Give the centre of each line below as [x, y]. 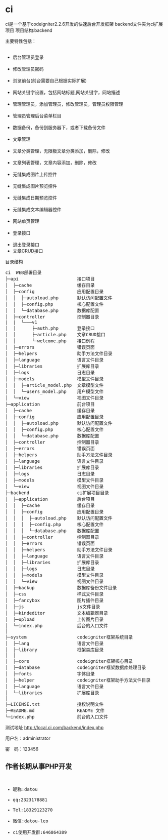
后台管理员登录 [28, 57]
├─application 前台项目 [50, 404]
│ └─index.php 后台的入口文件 [57, 626]
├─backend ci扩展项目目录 [57, 493]
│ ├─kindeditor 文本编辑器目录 [57, 613]
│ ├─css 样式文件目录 [54, 594]
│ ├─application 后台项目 [50, 499]
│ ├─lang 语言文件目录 [54, 643]
